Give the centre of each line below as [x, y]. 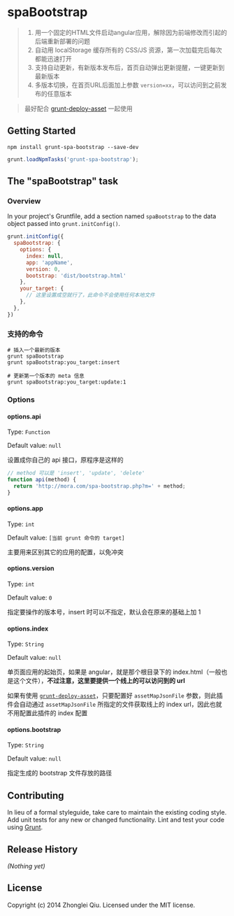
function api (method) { [42, 479]
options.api [24, 416]
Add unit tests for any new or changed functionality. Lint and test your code [116, 820]
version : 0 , [43, 269]
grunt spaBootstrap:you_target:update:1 [67, 382]
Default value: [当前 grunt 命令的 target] [66, 537]
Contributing [36, 795]
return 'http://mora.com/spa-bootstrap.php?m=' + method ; [100, 486]
